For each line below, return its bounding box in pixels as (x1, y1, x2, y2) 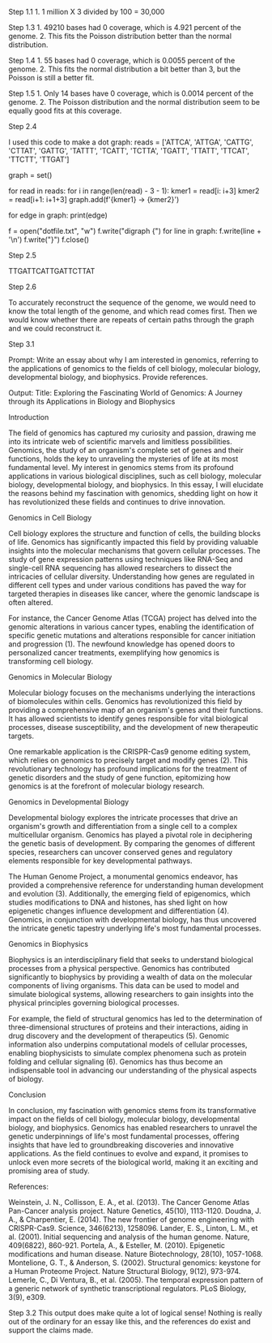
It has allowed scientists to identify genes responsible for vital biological (8, 714, 249, 723)
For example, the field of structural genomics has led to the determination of (8, 1014, 263, 1023)
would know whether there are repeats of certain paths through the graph (8, 315, 255, 324)
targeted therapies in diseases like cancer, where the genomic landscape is (8, 589, 260, 598)
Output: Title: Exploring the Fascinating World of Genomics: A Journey (8, 388, 243, 397)
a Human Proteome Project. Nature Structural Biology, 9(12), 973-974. (8, 1267, 241, 1276)
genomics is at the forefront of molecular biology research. (8, 781, 205, 791)
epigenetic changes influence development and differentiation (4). (8, 906, 229, 916)
